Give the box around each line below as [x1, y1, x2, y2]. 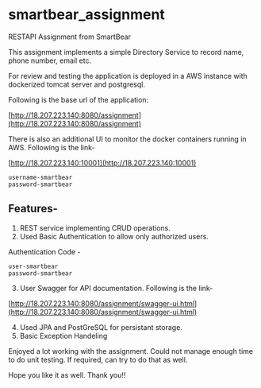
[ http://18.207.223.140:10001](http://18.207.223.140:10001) [8, 157, 197, 168]
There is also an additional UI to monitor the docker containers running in [8, 134, 248, 144]
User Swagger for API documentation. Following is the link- [19, 283, 213, 293]
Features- [8, 202, 58, 215]
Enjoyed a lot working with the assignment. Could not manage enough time [8, 346, 254, 355]
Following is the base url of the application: [8, 95, 149, 104]
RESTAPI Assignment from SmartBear [8, 32, 131, 41]
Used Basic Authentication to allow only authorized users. [19, 231, 209, 241]
